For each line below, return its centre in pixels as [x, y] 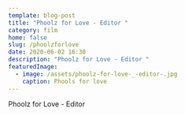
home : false [28, 37]
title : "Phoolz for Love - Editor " [68, 23]
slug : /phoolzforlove [44, 45]
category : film [33, 30]
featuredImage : [33, 67]
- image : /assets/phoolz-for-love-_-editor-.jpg [96, 74]
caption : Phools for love [65, 81]
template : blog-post [42, 15]
